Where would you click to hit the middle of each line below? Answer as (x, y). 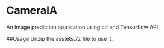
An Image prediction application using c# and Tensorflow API (82, 27)
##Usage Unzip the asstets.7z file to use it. (60, 38)
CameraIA (32, 10)
